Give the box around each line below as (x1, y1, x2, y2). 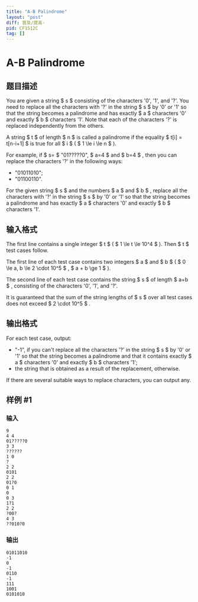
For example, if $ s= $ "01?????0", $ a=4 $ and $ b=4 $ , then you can (6, 151, 177, 158)
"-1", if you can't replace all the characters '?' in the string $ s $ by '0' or (14, 346, 191, 353)
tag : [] (6, 31, 25, 37)
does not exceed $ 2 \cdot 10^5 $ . (6, 300, 90, 307)
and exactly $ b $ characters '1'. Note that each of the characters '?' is (6, 116, 177, 123)
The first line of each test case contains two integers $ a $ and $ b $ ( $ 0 (6, 258, 186, 265)
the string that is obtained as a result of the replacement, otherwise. (14, 365, 180, 372)
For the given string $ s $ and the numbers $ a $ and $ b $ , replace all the (6, 187, 188, 194)
